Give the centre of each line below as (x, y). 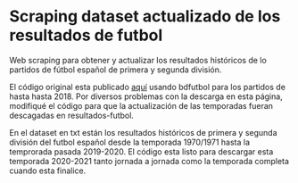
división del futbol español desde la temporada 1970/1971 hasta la (130, 142)
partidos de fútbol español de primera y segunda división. (116, 70)
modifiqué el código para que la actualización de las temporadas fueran (141, 105)
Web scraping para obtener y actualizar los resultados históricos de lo (138, 60)
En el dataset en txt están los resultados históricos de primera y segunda (144, 132)
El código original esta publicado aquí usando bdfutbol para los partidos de (147, 87)
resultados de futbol (86, 35)
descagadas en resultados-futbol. (71, 115)
